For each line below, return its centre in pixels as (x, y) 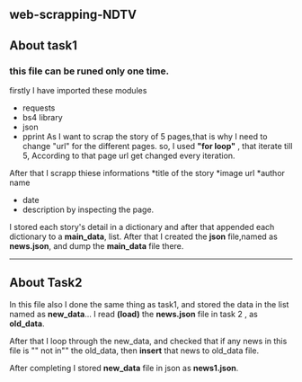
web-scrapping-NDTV (73, 15)
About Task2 (46, 283)
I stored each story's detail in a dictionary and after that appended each (142, 227)
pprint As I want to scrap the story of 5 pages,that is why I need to (145, 137)
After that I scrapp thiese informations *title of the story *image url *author (147, 173)
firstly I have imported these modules (78, 91)
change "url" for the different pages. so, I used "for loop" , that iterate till (157, 147)
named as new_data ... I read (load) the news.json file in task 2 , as (133, 314)
